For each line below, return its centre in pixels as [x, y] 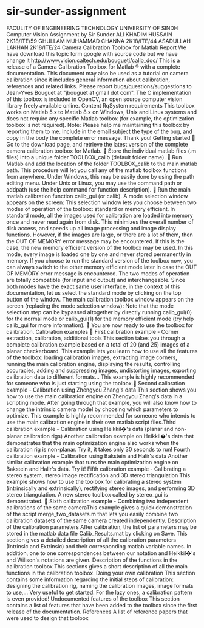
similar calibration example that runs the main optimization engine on [92, 462]
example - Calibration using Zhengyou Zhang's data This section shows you [101, 390]
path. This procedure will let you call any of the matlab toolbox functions [97, 170]
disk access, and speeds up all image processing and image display [91, 228]
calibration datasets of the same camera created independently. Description [101, 520]
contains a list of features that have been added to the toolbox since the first [102, 605]
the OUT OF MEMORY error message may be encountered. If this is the [95, 241]
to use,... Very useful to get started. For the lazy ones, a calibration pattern [99, 592]
